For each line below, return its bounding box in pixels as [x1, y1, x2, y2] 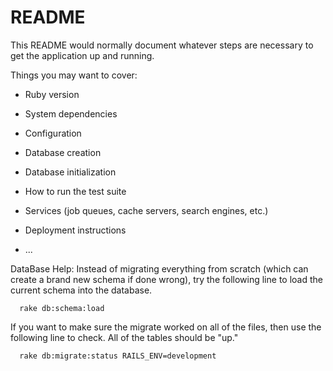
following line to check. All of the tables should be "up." [10, 331, 239, 343]
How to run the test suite [24, 185, 127, 197]
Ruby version [24, 88, 80, 100]
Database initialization [24, 166, 117, 178]
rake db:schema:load [19, 303, 105, 313]
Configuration [24, 127, 82, 139]
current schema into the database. [10, 284, 153, 296]
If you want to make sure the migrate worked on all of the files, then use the [10, 321, 322, 333]
